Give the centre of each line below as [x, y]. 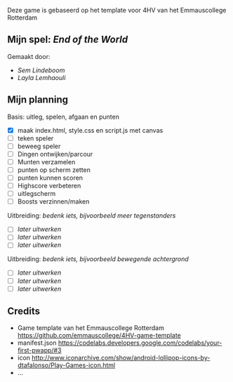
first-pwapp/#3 [39, 350]
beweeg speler [39, 146]
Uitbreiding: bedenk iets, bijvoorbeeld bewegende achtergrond [98, 259]
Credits [24, 311]
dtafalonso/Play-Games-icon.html [66, 365]
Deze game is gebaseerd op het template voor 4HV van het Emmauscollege [117, 10]
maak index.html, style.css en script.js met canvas [90, 130]
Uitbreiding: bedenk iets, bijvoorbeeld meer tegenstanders [92, 216]
